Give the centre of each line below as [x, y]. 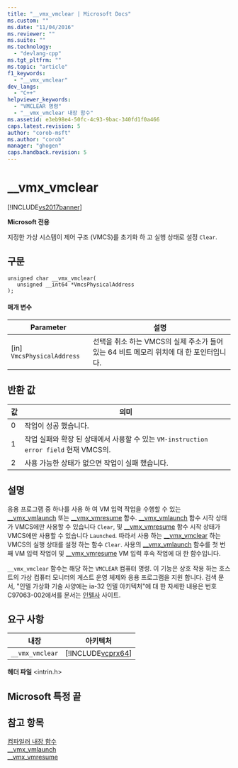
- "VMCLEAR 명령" [38, 106]
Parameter [49, 327]
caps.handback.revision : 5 [47, 153]
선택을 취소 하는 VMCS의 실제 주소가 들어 [158, 341]
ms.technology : [30, 47]
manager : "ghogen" [34, 146]
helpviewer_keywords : [39, 100]
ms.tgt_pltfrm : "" [34, 60]
